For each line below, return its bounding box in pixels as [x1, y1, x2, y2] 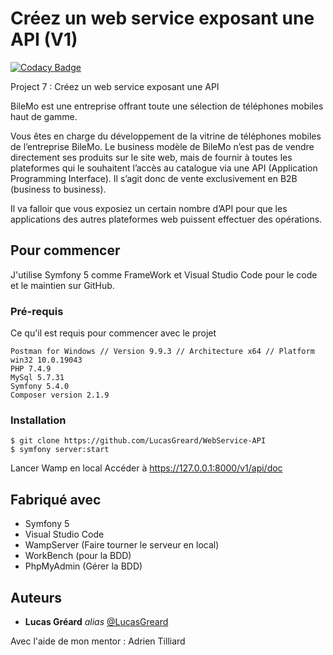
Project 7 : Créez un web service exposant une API [10, 80, 220, 92]
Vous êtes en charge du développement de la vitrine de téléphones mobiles [10, 130, 322, 142]
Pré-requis [10, 304, 64, 318]
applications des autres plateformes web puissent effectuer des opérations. [10, 213, 323, 225]
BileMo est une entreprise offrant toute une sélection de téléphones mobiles [10, 100, 324, 112]
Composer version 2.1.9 [10, 390, 110, 401]
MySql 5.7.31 [10, 373, 65, 383]
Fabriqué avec [10, 491, 102, 508]
